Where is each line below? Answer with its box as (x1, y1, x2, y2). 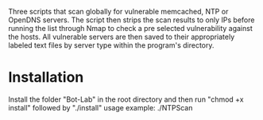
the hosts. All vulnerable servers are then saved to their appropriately (8, 32, 235, 41)
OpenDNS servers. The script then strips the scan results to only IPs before (8, 15, 255, 25)
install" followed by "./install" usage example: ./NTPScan (8, 103, 193, 112)
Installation (8, 68, 84, 87)
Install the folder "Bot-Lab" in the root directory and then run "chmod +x (8, 95, 244, 104)
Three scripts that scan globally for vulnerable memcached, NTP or (8, 7, 229, 16)
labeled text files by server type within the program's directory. (8, 41, 215, 50)
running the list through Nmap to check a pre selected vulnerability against (8, 24, 253, 33)
